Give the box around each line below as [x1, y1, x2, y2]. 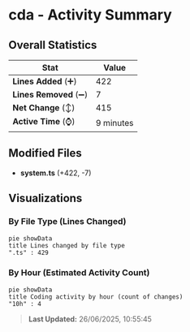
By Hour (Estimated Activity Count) [8, 267, 150, 278]
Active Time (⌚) [12, 116, 76, 127]
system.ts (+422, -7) [19, 168, 92, 178]
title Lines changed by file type [8, 241, 126, 249]
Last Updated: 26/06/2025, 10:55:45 [28, 314, 153, 324]
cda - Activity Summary [8, 6, 172, 24]
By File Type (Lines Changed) [8, 216, 127, 227]
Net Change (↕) [12, 102, 76, 113]
